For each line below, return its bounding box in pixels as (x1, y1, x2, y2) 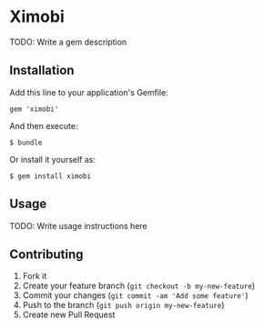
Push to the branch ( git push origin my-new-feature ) (22, 300, 225, 311)
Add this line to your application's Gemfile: (9, 86, 168, 97)
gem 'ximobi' (9, 105, 59, 114)
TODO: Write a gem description (9, 36, 127, 47)
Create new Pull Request (22, 309, 116, 320)
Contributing (9, 246, 84, 262)
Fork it (22, 271, 47, 282)
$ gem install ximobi (9, 171, 92, 181)
